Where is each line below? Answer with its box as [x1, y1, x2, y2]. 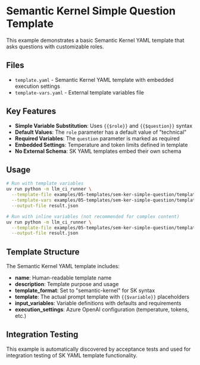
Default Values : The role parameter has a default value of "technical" [14, 128, 187, 136]
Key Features [6, 106, 57, 116]
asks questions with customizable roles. [6, 43, 104, 50]
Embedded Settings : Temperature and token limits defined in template [14, 141, 188, 148]
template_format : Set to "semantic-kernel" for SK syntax [14, 287, 155, 294]
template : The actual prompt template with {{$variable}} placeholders [14, 293, 189, 300]
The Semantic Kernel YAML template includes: [6, 263, 120, 270]
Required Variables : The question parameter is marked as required [14, 134, 180, 142]
